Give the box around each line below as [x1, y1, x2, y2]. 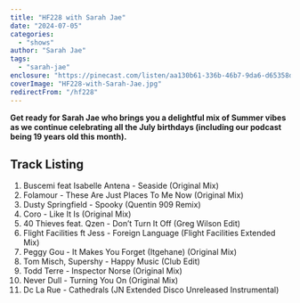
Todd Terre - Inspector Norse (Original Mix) [22, 266, 183, 276]
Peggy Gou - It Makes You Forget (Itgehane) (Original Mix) [22, 247, 238, 258]
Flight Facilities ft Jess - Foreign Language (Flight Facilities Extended [22, 228, 276, 239]
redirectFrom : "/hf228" [10, 87, 99, 96]
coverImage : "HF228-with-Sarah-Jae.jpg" [10, 79, 163, 88]
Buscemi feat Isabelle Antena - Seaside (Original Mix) [22, 180, 219, 192]
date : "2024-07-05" [10, 21, 83, 30]
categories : [10, 29, 54, 38]
